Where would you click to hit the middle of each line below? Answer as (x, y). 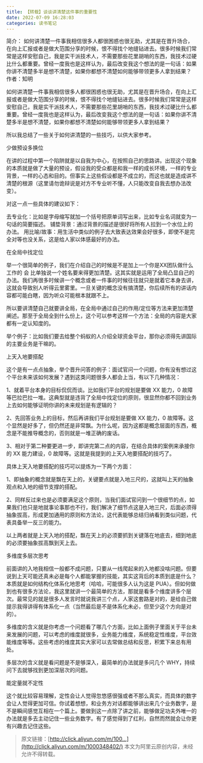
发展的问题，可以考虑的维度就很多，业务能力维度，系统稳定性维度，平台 (101, 635)
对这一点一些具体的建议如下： (43, 204)
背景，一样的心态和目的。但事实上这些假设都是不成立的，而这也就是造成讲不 (101, 176)
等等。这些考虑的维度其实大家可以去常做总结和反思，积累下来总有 (104, 642)
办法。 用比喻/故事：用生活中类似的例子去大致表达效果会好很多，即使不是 (98, 232)
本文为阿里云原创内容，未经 (159, 747)
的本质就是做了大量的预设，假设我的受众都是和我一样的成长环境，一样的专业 (101, 168)
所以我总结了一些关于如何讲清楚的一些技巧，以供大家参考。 (80, 135)
